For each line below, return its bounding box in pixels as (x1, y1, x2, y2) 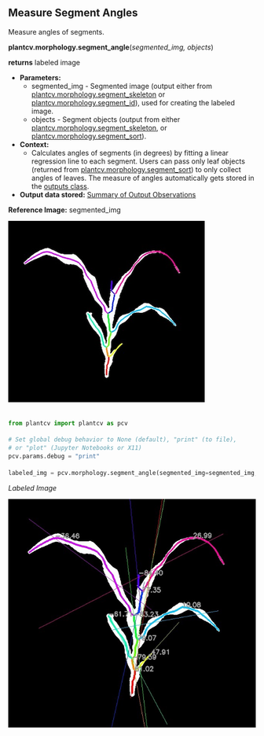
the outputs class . (31, 181, 90, 191)
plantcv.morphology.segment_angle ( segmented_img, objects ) (8, 42, 214, 52)
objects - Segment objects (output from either (31, 114, 181, 124)
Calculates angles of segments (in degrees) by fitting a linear (31, 148, 229, 157)
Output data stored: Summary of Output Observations (19, 190, 196, 199)
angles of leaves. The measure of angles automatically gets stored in (31, 173, 255, 182)
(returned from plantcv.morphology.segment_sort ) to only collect (31, 164, 241, 174)
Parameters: (19, 72, 61, 82)
